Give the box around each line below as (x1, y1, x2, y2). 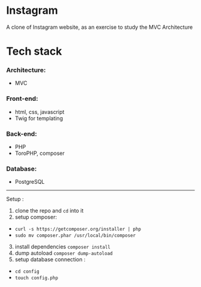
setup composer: (14, 214, 57, 221)
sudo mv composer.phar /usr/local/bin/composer (14, 232, 136, 239)
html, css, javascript (14, 108, 65, 115)
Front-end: (6, 94, 38, 103)
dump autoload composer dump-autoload (14, 250, 113, 257)
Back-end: (6, 130, 37, 138)
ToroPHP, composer (14, 150, 65, 157)
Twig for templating (14, 115, 63, 122)
